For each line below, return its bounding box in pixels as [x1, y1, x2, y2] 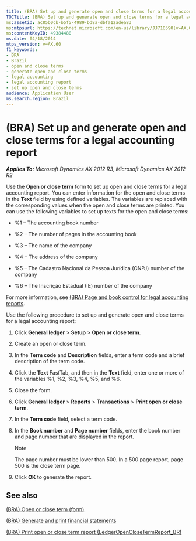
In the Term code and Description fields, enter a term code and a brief [14, 351, 185, 358]
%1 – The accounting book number [14, 219, 99, 226]
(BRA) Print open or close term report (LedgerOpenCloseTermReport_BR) [6, 529, 182, 536]
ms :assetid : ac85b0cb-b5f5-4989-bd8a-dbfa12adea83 [6, 19, 132, 25]
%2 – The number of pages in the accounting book [14, 230, 137, 237]
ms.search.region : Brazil [6, 96, 69, 101]
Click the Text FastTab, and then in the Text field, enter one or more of [14, 369, 184, 376]
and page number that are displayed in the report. [14, 433, 134, 440]
